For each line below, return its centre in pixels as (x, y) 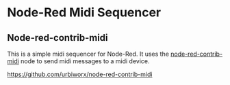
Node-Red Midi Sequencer (84, 13)
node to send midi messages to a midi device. (85, 61)
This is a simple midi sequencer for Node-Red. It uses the (88, 54)
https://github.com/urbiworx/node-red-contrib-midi (80, 74)
